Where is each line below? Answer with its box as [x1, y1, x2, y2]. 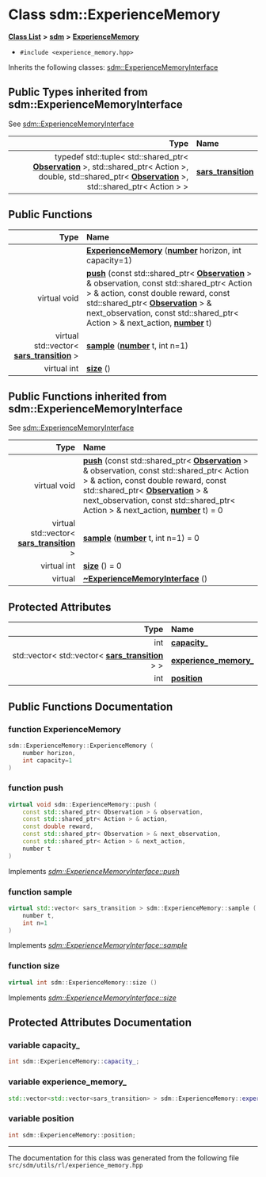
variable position [8, 1113, 74, 1124]
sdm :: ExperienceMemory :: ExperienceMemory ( [8, 742, 154, 750]
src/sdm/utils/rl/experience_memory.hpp [8, 1161, 144, 1169]
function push [8, 783, 63, 794]
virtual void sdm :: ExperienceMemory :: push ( [8, 800, 158, 808]
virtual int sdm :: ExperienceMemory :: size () [8, 978, 158, 987]
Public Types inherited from [8, 86, 148, 99]
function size [8, 960, 60, 972]
